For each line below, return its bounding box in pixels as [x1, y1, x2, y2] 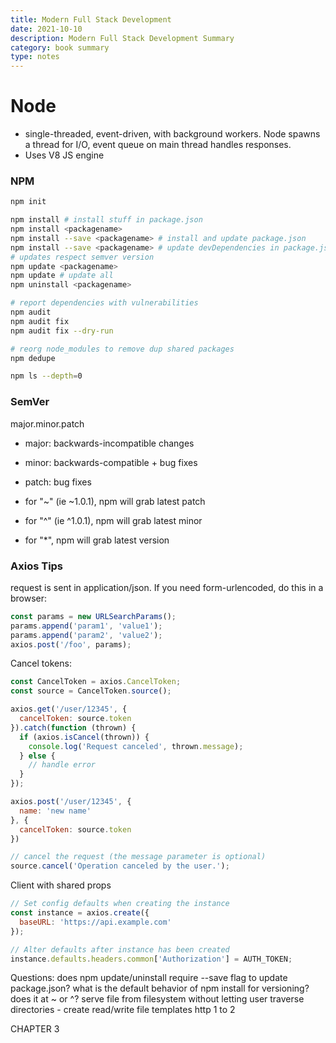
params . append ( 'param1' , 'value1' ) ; [10, 621, 163, 631]
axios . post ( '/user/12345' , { [10, 797, 132, 807]
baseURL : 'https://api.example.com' [19, 917, 172, 927]
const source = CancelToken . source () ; [10, 686, 172, 696]
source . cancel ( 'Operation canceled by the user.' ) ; [10, 861, 230, 871]
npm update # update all [10, 271, 114, 281]
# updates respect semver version [10, 252, 155, 262]
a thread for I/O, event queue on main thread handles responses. [24, 139, 292, 151]
